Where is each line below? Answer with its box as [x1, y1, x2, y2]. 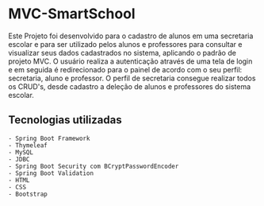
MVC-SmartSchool [8, 5, 136, 23]
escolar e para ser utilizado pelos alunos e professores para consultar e [8, 39, 243, 49]
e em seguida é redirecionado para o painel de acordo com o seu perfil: [8, 64, 243, 74]
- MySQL [8, 148, 34, 156]
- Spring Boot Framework [8, 134, 90, 142]
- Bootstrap [8, 190, 48, 198]
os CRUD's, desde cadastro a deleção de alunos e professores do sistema [8, 81, 251, 91]
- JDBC [8, 155, 30, 163]
